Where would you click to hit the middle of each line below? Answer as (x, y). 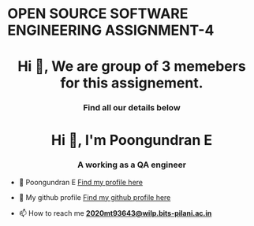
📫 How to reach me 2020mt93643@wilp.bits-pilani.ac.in (115, 213)
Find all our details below (132, 108)
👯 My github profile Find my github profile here (95, 197)
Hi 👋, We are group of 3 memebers (132, 67)
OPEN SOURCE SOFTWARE (98, 14)
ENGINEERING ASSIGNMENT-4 (111, 30)
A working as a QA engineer (132, 165)
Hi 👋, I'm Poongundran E (132, 141)
